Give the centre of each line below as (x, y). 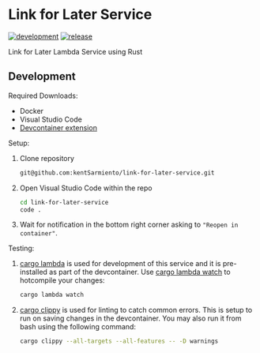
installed (33, 272)
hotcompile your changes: (62, 280)
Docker (32, 111)
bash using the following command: (78, 327)
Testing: (21, 248)
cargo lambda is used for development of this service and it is (120, 264)
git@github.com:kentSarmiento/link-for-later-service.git (117, 173)
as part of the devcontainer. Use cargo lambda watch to (139, 272)
